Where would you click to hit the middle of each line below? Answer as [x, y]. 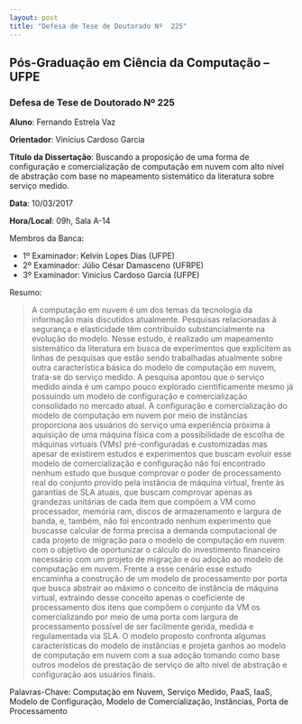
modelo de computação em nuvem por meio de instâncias [139, 415]
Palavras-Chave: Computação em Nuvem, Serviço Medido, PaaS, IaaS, [141, 692]
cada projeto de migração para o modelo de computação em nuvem [158, 540]
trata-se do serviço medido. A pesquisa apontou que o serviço [148, 377]
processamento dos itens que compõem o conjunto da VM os [146, 608]
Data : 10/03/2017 [41, 203]
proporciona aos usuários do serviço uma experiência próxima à [151, 425]
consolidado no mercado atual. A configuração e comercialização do [160, 406]
